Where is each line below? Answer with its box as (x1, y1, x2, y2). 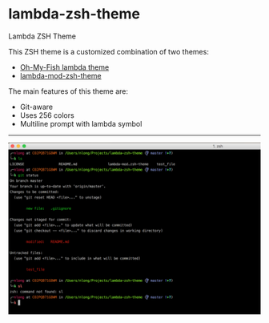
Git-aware (19, 102, 54, 111)
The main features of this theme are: (8, 86, 129, 96)
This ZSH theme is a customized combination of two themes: (8, 46, 210, 56)
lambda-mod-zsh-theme (19, 71, 102, 80)
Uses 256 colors (19, 110, 74, 120)
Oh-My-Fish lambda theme (19, 62, 110, 72)
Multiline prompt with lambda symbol (19, 119, 143, 128)
